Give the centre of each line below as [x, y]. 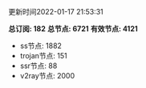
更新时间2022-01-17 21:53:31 [56, 12]
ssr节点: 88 [39, 66]
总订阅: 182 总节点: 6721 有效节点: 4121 [73, 29]
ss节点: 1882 [41, 46]
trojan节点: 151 [43, 56]
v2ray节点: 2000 [47, 76]
